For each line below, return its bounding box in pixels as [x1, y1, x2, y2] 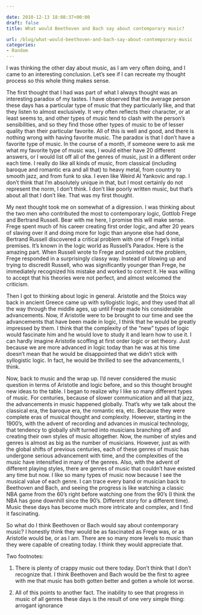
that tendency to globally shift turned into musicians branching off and [6, 426, 181, 433]
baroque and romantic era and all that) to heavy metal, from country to [6, 166, 181, 173]
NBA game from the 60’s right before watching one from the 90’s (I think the [6, 491, 195, 498]
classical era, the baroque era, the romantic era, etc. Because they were [6, 407, 185, 414]
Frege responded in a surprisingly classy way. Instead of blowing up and [6, 255, 187, 262]
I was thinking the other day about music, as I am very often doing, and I [6, 64, 186, 71]
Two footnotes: [6, 553, 44, 560]
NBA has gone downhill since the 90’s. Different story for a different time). [6, 497, 190, 504]
